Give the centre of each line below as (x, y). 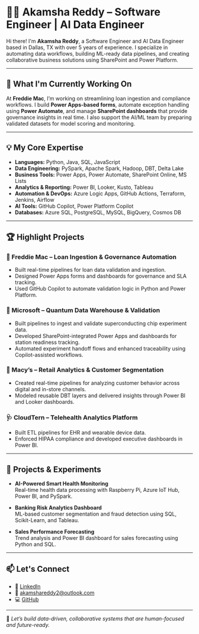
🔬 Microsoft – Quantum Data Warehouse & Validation (83, 310)
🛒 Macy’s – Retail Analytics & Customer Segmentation (85, 370)
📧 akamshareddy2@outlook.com (54, 593)
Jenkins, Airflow (34, 199)
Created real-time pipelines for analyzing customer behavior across (97, 383)
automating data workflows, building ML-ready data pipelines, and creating (98, 53)
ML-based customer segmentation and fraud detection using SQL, (95, 514)
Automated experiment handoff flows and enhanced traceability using (100, 348)
